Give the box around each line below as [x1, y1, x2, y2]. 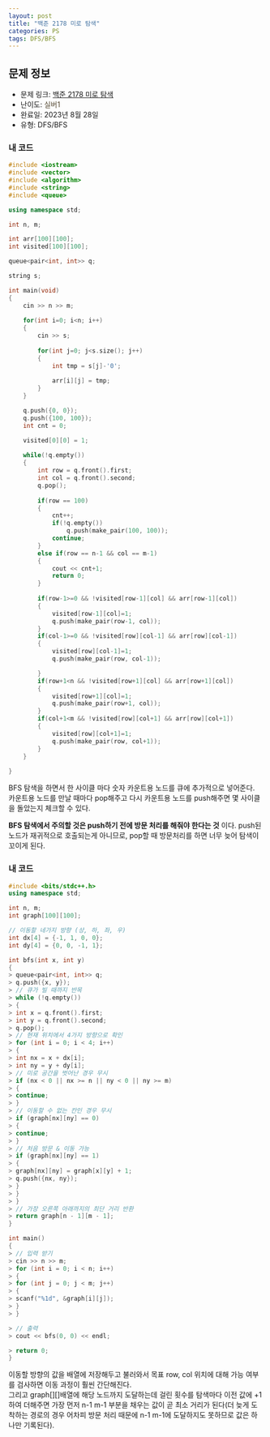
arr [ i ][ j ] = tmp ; [51, 377, 111, 385]
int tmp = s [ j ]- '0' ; [51, 361, 122, 370]
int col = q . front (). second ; [37, 474, 136, 482]
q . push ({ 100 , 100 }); [23, 414, 92, 422]
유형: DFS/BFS [19, 120, 68, 130]
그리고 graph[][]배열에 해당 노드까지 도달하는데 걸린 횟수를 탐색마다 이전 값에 [8, 1390, 253, 1400]
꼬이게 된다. [8, 840, 46, 851]
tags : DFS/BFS [8, 34, 57, 43]
